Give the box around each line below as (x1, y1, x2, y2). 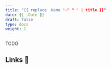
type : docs (5, 21, 29, 27)
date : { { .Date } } (5, 12, 45, 17)
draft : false (5, 17, 33, 22)
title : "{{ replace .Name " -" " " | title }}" (5, 7, 106, 13)
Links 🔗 (5, 55, 29, 64)
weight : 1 (5, 27, 27, 32)
